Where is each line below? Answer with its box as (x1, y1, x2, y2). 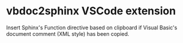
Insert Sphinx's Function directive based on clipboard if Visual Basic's (6, 24, 178, 31)
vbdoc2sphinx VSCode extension (6, 4, 176, 18)
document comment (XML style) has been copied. (6, 30, 129, 37)
